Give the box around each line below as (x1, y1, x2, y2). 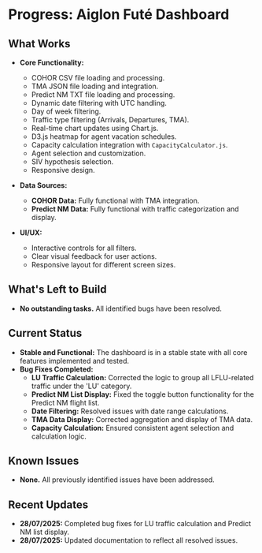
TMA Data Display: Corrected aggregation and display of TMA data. (31, 414, 253, 424)
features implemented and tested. (19, 356, 130, 365)
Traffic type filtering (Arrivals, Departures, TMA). (31, 115, 190, 124)
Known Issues (8, 454, 79, 468)
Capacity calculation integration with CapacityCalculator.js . (31, 140, 228, 149)
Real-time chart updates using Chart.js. (31, 124, 159, 133)
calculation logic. (31, 432, 87, 441)
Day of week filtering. (31, 106, 101, 116)
